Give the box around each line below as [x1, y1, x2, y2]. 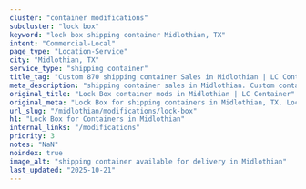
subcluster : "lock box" [9, 22, 100, 31]
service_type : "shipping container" [9, 65, 148, 74]
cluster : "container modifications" [9, 13, 148, 23]
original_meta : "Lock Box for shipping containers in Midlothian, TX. [9, 97, 283, 107]
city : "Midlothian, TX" [9, 55, 100, 65]
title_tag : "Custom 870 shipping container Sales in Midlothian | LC [9, 73, 280, 82]
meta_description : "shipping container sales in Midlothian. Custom [9, 81, 275, 90]
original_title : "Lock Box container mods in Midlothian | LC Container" [9, 89, 296, 98]
